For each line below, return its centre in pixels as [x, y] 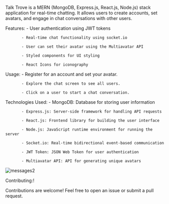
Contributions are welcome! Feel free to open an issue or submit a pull [80, 190]
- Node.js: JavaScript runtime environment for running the [87, 129]
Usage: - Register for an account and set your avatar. [62, 74]
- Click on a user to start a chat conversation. [76, 92]
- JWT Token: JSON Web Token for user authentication [80, 152]
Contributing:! [20, 180]
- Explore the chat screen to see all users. [71, 84]
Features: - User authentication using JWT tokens [58, 28]
